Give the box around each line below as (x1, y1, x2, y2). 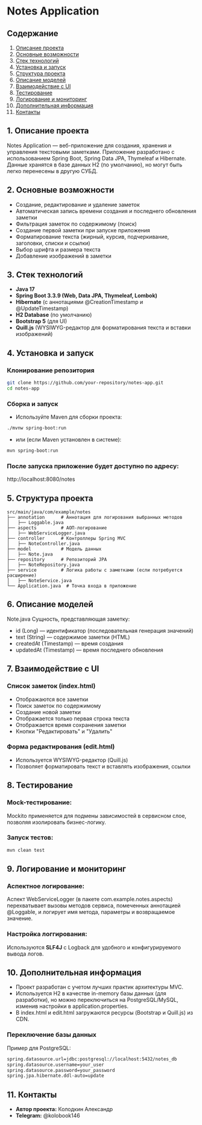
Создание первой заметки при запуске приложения (15, 226, 150, 233)
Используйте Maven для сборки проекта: (15, 413, 122, 420)
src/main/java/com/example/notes (7, 509, 91, 515)
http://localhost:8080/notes (7, 475, 75, 483)
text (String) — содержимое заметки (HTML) (15, 633, 130, 641)
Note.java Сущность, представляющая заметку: (7, 615, 130, 623)
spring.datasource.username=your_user (7, 1062, 104, 1068)
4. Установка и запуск (7, 348, 94, 358)
